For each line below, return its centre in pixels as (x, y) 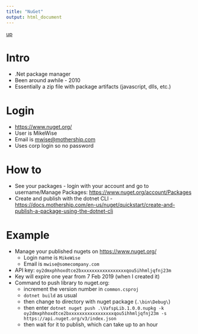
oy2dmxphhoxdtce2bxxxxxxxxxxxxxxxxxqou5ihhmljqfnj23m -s (95, 314)
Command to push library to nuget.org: (62, 283)
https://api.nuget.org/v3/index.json (70, 319)
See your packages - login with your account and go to (82, 186)
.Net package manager (43, 74)
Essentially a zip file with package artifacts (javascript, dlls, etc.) (93, 87)
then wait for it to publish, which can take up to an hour (91, 325)
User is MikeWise (36, 133)
